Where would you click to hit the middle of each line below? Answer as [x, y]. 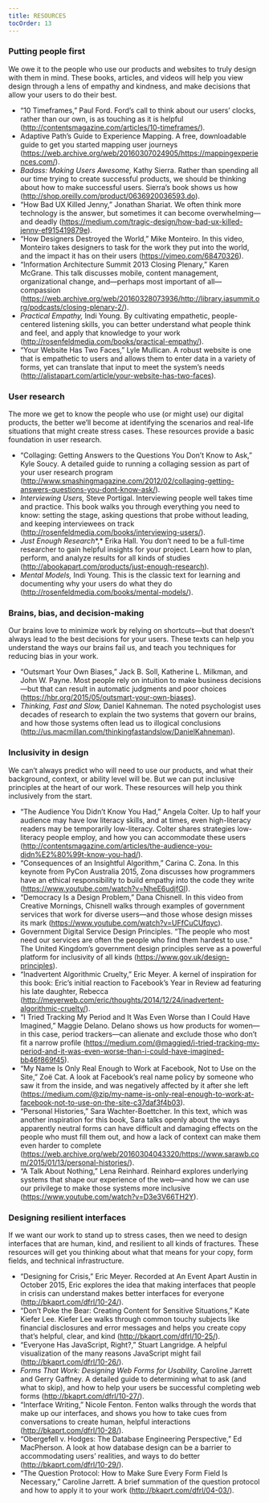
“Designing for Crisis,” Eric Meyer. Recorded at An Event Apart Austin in [139, 1276]
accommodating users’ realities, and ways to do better [110, 1455]
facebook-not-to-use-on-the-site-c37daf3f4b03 [100, 1102]
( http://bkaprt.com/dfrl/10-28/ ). [72, 1430]
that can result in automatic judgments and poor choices [133, 689]
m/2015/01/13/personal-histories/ [75, 1162]
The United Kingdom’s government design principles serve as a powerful [141, 948]
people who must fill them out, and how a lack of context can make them [140, 1137]
